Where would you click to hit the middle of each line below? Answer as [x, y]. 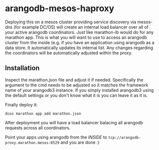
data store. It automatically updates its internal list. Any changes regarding [79, 48]
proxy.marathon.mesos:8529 [32, 143]
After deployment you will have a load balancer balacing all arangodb [74, 122]
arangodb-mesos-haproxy [60, 8]
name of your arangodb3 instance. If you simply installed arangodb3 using [79, 90]
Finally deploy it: [21, 104]
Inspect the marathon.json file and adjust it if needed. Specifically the [74, 80]
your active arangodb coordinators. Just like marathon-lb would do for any [79, 32]
